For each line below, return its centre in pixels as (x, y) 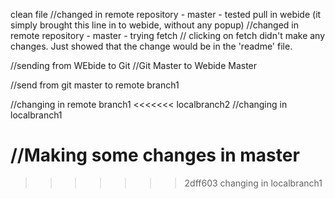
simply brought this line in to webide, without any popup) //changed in (155, 25)
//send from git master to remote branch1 (95, 85)
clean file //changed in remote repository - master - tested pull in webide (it (166, 14)
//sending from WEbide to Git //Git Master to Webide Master (134, 65)
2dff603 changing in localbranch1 (253, 183)
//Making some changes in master (155, 155)
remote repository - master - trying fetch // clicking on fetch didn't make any (168, 35)
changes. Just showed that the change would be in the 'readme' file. (151, 46)
